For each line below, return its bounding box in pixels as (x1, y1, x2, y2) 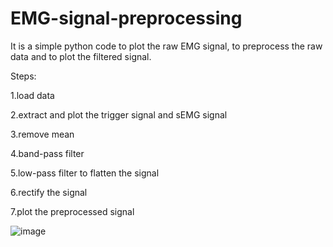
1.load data (10, 89, 55, 101)
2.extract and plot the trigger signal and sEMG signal (10, 108, 228, 121)
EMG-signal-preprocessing (10, 7, 243, 30)
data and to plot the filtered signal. (10, 50, 152, 62)
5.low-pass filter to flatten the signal (10, 167, 160, 179)
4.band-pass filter (10, 147, 85, 159)
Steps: (10, 70, 37, 82)
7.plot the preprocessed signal (10, 205, 135, 217)
